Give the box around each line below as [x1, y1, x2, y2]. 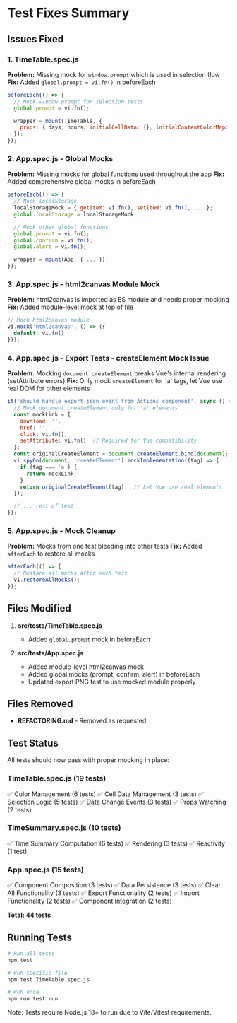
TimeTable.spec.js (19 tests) [7, 773, 107, 783]
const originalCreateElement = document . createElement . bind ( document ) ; [13, 450, 229, 457]
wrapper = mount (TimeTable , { [13, 117, 102, 124]
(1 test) [7, 847, 28, 855]
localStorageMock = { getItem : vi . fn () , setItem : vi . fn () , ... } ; [13, 204, 213, 211]
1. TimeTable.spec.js [7, 54, 79, 64]
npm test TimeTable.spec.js [7, 976, 90, 983]
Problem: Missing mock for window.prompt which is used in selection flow [7, 70, 220, 78]
